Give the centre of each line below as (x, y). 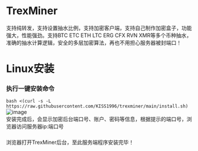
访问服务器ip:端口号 (40, 127)
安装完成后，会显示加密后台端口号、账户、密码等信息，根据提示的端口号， (96, 119)
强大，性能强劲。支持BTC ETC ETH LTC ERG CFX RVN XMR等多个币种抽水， (99, 35)
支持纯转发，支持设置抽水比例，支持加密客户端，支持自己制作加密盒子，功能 (99, 28)
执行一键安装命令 (30, 88)
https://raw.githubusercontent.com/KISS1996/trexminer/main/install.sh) (97, 106)
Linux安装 (30, 69)
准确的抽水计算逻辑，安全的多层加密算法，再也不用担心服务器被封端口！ (94, 42)
